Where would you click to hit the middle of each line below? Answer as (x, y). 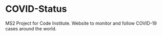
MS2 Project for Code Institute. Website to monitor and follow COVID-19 (81, 23)
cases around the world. (31, 28)
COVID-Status (36, 9)
